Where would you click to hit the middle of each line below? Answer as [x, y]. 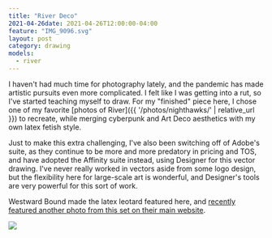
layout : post [30, 38]
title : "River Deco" [43, 16]
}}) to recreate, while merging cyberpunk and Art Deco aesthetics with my [132, 118]
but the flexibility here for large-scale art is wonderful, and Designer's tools [134, 177]
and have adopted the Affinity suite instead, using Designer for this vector [132, 159]
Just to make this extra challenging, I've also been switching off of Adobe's [134, 142]
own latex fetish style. [45, 127]
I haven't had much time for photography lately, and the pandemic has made [136, 84]
